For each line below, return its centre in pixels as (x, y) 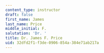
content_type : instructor (33, 10)
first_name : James (25, 19)
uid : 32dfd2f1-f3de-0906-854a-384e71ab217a (52, 43)
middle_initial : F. (26, 29)
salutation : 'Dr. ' (26, 33)
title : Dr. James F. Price (34, 38)
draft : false (19, 15)
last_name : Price (24, 24)
